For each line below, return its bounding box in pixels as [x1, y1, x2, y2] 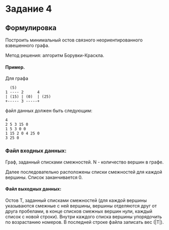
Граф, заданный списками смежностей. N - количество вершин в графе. [5, 159, 164, 165]
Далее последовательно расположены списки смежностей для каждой [5, 169, 162, 175]
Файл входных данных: [5, 147, 67, 154]
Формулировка [5, 24, 57, 32]
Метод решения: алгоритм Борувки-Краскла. [5, 52, 104, 58]
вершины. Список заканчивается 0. [5, 174, 83, 180]
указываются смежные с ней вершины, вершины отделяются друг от [5, 202, 157, 209]
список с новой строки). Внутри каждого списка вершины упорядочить [5, 213, 162, 220]
